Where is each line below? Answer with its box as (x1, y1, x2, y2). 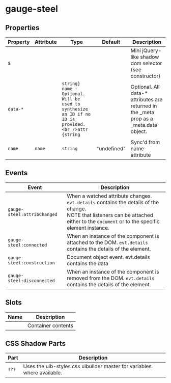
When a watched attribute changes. (67, 192, 152, 199)
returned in (130, 102, 157, 110)
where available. (23, 369, 63, 376)
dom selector (130, 60, 162, 67)
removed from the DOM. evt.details (67, 275, 155, 282)
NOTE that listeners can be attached (67, 211, 154, 218)
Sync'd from (130, 139, 160, 146)
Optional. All (130, 84, 160, 90)
